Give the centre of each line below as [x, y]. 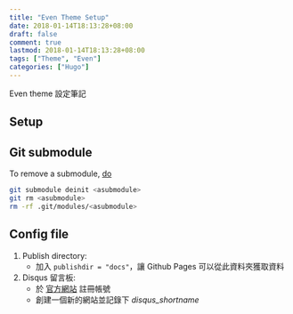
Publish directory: [54, 255]
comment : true [36, 42]
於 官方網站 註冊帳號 [73, 288]
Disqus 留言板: [49, 278]
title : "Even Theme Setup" [59, 17]
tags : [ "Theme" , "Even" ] [55, 59]
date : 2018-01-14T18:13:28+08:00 [71, 26]
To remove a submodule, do [61, 173]
